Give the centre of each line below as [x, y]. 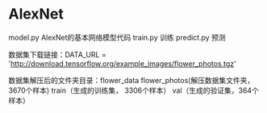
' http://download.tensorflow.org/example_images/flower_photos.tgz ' [122, 63]
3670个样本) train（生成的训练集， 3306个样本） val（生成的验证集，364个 [134, 90]
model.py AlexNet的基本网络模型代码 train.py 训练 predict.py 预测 [117, 37]
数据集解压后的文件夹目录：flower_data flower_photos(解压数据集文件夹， [131, 80]
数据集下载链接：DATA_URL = [57, 54]
